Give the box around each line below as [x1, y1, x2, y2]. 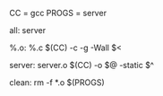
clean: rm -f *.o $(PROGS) [9, 77, 105, 88]
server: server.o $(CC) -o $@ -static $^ [9, 60, 155, 70]
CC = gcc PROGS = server [9, 8, 107, 18]
